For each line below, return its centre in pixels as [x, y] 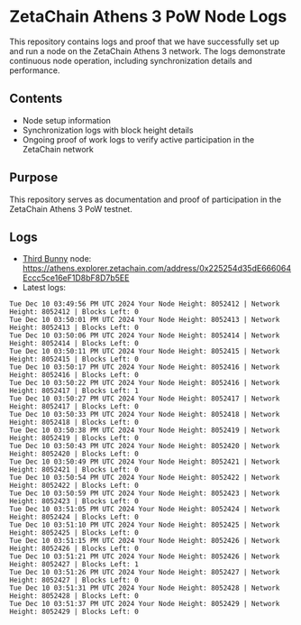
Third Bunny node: [57, 259]
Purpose [34, 178]
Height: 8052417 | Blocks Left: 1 [74, 391]
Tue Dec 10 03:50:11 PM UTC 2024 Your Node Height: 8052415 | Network [145, 352]
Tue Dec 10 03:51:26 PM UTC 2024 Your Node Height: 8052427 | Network [145, 573]
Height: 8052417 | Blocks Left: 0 [74, 407]
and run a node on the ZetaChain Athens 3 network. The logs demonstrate [147, 51]
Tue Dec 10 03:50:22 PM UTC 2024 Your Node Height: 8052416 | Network [145, 383]
